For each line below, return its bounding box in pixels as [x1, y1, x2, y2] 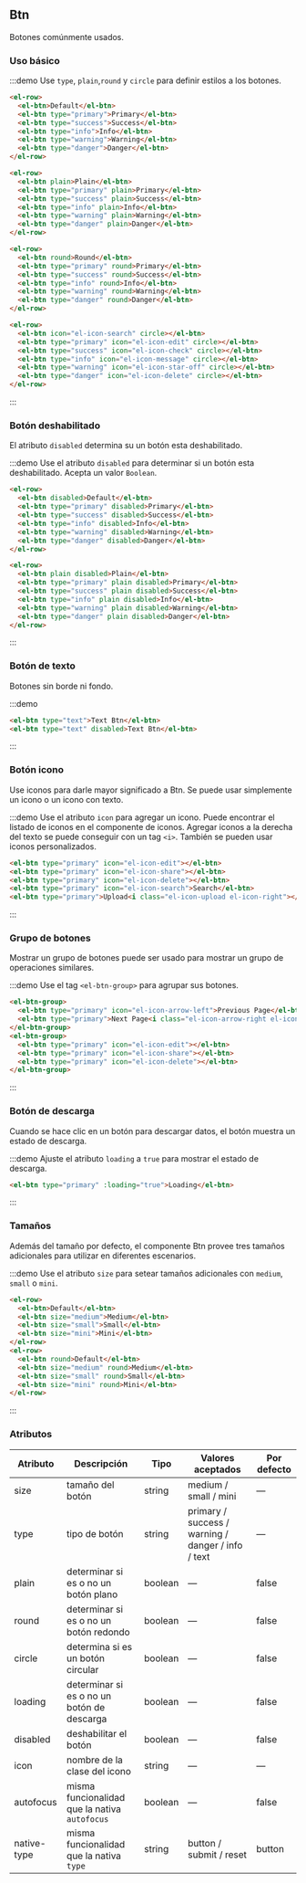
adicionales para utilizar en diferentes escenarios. [9, 1250, 197, 1261]
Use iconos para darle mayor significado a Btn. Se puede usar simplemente [9, 784, 293, 795]
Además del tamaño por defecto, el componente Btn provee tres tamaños [9, 1240, 285, 1251]
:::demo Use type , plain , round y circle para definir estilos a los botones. [9, 75, 282, 86]
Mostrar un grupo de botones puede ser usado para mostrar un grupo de [9, 952, 284, 963]
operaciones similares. [9, 963, 95, 973]
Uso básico [9, 54, 61, 67]
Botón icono [9, 763, 65, 776]
